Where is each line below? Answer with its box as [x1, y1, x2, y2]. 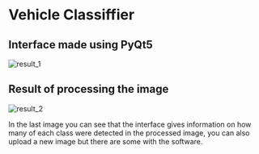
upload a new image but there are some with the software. [8, 136, 203, 146]
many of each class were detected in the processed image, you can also [8, 127, 250, 138]
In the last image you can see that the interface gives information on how [8, 119, 252, 129]
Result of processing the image [8, 82, 169, 96]
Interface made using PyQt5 [8, 38, 154, 52]
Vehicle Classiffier [8, 6, 135, 24]
